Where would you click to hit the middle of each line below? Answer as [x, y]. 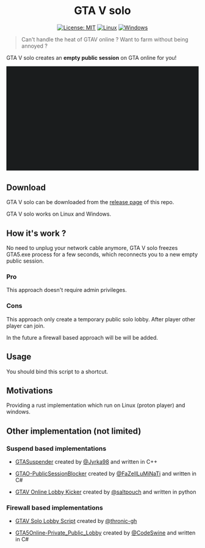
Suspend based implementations [56, 448]
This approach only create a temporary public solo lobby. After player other [101, 319]
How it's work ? [36, 233]
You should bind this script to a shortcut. [57, 371]
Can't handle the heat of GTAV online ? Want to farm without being [105, 39]
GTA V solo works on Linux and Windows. [59, 214]
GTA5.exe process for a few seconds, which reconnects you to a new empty [102, 255]
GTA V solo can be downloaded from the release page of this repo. [90, 202]
